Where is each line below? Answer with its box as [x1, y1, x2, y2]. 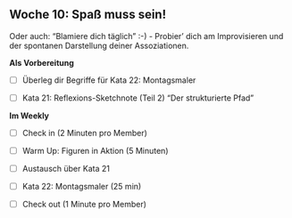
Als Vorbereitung [9, 57, 74, 68]
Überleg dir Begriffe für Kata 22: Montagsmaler [21, 75, 196, 85]
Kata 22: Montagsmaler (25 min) [21, 182, 142, 192]
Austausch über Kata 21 [21, 164, 110, 174]
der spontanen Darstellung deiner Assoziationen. [9, 40, 189, 51]
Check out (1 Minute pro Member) [21, 199, 147, 210]
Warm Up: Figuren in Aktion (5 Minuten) [21, 146, 169, 156]
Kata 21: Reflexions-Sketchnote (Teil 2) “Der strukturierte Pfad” [21, 93, 254, 103]
